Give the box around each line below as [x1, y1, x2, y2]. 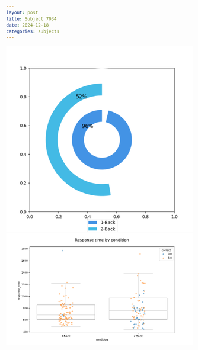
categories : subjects [6, 28, 60, 34]
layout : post [6, 9, 39, 15]
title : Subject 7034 [6, 15, 58, 22]
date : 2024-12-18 [6, 22, 49, 28]
